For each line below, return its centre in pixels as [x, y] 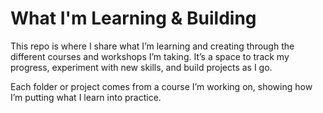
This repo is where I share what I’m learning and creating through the [152, 46]
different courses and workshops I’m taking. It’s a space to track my [150, 56]
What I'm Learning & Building [133, 18]
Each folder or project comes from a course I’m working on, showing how [161, 86]
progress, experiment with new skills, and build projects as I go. [141, 67]
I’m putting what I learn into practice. [86, 97]
